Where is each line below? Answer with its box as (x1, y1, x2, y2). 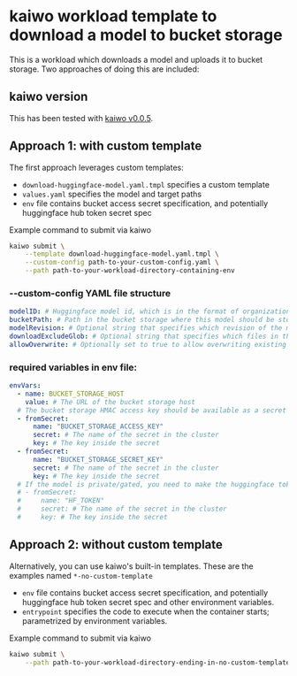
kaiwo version (9, 89, 88, 104)
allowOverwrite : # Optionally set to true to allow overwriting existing (9, 340, 287, 349)
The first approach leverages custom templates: (9, 162, 184, 173)
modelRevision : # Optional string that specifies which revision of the (9, 324, 283, 333)
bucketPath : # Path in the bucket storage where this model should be (9, 316, 275, 325)
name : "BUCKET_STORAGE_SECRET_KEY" (32, 455, 164, 464)
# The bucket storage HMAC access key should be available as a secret (17, 405, 287, 415)
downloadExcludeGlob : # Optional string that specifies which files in (9, 332, 278, 341)
